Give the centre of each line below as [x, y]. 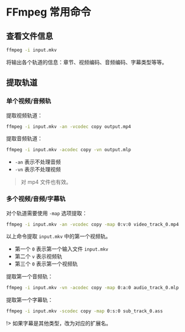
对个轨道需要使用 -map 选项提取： [47, 213]
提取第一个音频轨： [30, 277]
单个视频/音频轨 [29, 101]
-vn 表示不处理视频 [38, 170]
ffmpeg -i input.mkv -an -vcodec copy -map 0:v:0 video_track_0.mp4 [92, 224]
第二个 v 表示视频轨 [38, 256]
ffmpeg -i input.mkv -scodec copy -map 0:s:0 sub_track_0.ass [84, 311]
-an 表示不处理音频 [38, 162]
